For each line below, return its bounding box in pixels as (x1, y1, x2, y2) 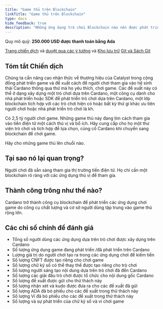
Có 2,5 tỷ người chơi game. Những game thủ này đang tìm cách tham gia (5, 115, 150, 121)
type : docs (5, 16, 27, 21)
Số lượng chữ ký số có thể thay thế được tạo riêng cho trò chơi (12, 262, 137, 268)
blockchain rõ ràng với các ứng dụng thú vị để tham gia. (5, 172, 116, 178)
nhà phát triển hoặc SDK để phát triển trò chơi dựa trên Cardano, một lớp (5, 95, 150, 101)
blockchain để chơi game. (5, 131, 57, 137)
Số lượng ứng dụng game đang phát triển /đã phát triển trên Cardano (12, 247, 150, 253)
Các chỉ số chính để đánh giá (5, 223, 94, 232)
